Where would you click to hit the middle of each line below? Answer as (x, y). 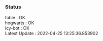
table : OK (15, 18)
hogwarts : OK (20, 23)
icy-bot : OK (17, 28)
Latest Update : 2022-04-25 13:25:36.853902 (52, 34)
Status (13, 7)
